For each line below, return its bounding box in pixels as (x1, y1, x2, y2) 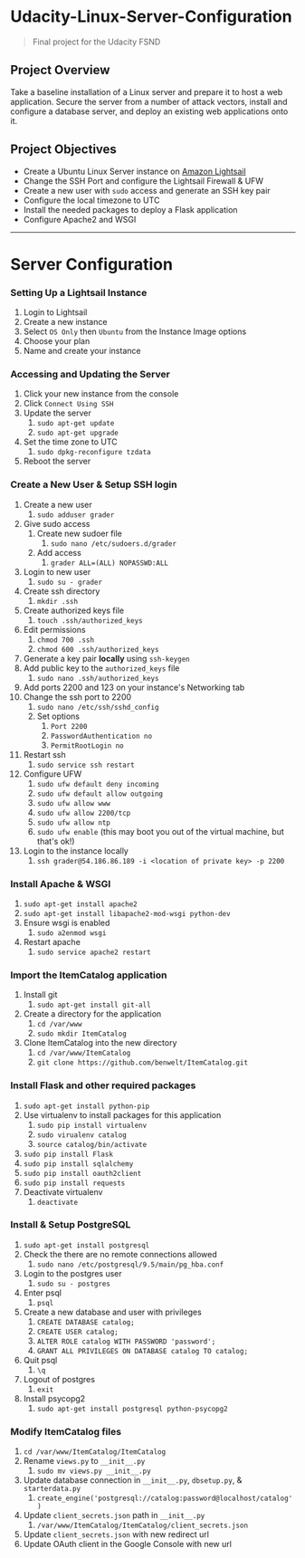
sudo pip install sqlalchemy (23, 1159, 134, 1169)
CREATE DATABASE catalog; (36, 1317, 135, 1327)
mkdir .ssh (36, 597, 79, 606)
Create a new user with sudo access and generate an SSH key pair (23, 185, 271, 196)
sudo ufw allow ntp (36, 817, 111, 827)
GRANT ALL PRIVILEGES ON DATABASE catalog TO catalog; (36, 1346, 248, 1355)
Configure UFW (23, 768, 82, 779)
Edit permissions (23, 624, 86, 635)
